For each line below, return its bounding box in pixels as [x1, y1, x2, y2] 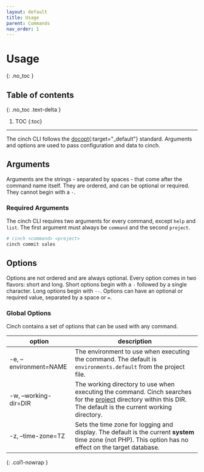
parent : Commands [6, 20, 50, 26]
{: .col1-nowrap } [6, 459, 49, 466]
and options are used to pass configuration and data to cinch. [6, 142, 161, 149]
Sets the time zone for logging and [75, 420, 173, 429]
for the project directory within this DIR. [75, 395, 187, 403]
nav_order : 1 [6, 26, 39, 32]
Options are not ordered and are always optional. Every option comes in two [6, 274, 197, 282]
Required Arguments [6, 203, 69, 212]
